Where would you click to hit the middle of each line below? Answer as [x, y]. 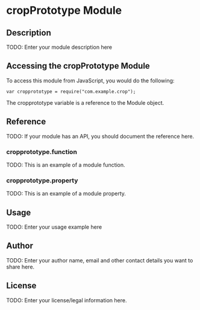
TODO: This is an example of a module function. [66, 165]
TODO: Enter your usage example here [54, 227]
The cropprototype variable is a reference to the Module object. [85, 102]
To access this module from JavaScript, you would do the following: [90, 80]
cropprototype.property [42, 180]
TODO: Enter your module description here [59, 47]
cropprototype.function [42, 152]
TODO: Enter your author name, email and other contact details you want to [100, 260]
